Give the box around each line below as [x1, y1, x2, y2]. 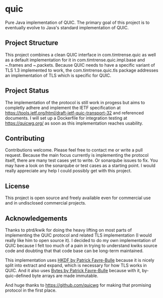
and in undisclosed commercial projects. [5, 200, 87, 206]
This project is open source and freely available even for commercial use [5, 195, 151, 201]
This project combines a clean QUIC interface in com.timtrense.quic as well [5, 52, 156, 57]
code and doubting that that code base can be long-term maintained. [5, 248, 144, 254]
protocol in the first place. [5, 287, 57, 293]
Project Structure [5, 39, 58, 47]
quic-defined [5, 273, 31, 279]
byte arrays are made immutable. [32, 273, 98, 279]
